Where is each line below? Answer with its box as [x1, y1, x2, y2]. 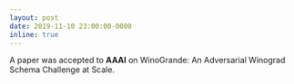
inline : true [9, 30, 59, 39]
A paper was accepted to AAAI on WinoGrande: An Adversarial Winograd [9, 55, 286, 66]
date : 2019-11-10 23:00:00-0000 [9, 22, 132, 31]
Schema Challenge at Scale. [9, 64, 116, 75]
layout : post [9, 13, 59, 23]
